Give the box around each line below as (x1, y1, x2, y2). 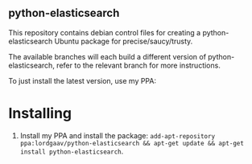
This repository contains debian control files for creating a (8, 27, 201, 37)
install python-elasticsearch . (19, 146, 124, 156)
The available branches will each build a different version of (8, 51, 207, 61)
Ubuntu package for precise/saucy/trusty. (54, 36, 193, 46)
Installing (8, 105, 72, 122)
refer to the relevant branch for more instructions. (56, 60, 221, 70)
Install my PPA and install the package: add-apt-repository (19, 130, 216, 140)
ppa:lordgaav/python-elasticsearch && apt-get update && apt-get (19, 139, 244, 147)
